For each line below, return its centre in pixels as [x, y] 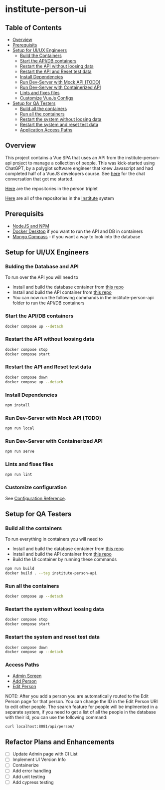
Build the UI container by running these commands [65, 559]
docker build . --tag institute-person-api [51, 573]
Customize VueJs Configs [47, 98]
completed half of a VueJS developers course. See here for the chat [75, 173]
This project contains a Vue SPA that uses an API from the [65, 157]
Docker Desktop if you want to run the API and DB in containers [78, 231]
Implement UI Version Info [39, 760]
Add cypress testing [33, 782]
